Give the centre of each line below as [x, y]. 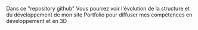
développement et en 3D [37, 21]
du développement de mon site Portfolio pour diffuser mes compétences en [99, 15]
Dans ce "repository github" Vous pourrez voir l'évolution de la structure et [98, 9]
